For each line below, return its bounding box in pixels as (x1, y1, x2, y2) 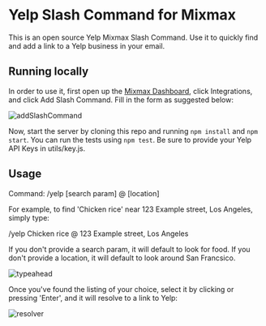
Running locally (8, 65, 89, 79)
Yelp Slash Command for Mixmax (8, 6, 237, 24)
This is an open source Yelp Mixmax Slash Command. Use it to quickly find (8, 32, 259, 42)
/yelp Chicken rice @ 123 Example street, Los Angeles (8, 229, 189, 238)
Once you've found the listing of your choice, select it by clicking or (8, 284, 234, 294)
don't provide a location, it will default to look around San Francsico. (8, 253, 236, 263)
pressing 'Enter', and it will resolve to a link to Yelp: (8, 293, 178, 302)
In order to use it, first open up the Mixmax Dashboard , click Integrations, (8, 86, 253, 96)
